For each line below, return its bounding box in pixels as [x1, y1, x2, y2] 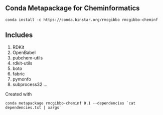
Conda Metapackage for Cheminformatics [5, 4, 140, 12]
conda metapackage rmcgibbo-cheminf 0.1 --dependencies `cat [5, 100, 136, 105]
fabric [12, 70, 25, 76]
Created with [5, 91, 32, 97]
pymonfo [12, 76, 32, 82]
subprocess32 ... [12, 81, 48, 87]
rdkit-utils [12, 60, 33, 66]
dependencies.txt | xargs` [5, 105, 62, 110]
